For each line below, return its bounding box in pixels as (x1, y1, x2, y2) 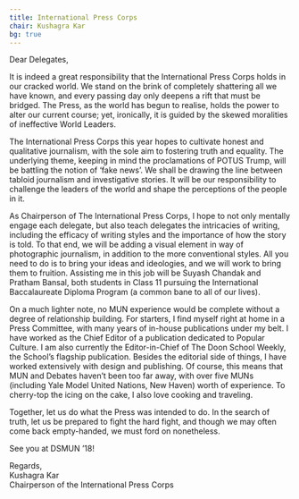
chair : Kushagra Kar (9, 21, 87, 30)
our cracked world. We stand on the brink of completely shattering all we (9, 81, 278, 92)
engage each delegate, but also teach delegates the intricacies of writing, (9, 220, 280, 231)
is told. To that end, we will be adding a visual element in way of (9, 239, 244, 250)
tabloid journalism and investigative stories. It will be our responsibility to (9, 174, 277, 185)
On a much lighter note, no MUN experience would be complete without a (9, 304, 280, 315)
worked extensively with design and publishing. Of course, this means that (9, 361, 284, 372)
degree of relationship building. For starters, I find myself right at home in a (9, 314, 286, 325)
